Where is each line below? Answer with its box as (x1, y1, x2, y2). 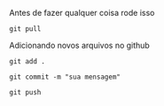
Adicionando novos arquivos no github (9, 40, 151, 50)
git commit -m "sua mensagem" (9, 72, 121, 81)
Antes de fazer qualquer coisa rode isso (9, 8, 155, 18)
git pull (9, 25, 42, 34)
